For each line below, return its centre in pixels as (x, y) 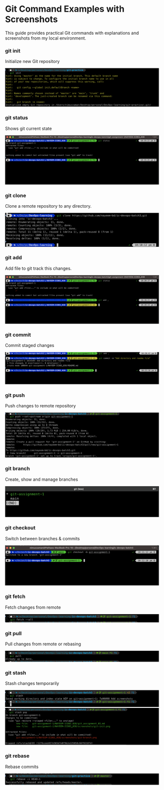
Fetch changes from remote (33, 607)
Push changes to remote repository (41, 406)
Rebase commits (22, 767)
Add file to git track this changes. (38, 268)
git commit (18, 335)
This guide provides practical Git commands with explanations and (72, 33)
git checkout (20, 528)
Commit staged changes (30, 345)
